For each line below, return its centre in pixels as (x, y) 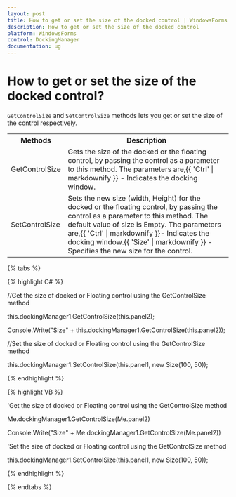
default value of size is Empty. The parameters (144, 224)
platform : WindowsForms (42, 33)
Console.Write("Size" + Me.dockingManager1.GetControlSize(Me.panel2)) (114, 432)
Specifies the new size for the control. (130, 251)
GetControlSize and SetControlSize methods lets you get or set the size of (115, 115)
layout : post (26, 14)
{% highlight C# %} (35, 281)
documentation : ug (34, 46)
